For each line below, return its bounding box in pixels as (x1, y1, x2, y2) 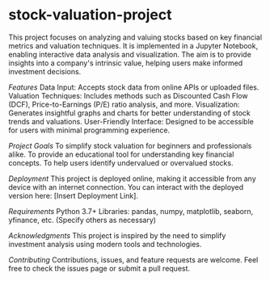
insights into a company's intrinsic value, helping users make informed (8, 58, 243, 68)
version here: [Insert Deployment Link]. (8, 191, 139, 200)
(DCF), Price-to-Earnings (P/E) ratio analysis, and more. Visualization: (8, 99, 240, 109)
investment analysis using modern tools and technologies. (8, 239, 202, 249)
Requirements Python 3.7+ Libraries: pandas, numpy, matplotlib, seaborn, (8, 206, 253, 216)
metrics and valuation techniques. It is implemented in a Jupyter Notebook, (8, 40, 259, 50)
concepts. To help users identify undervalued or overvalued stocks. (8, 157, 234, 167)
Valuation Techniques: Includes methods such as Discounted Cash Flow (8, 90, 248, 100)
